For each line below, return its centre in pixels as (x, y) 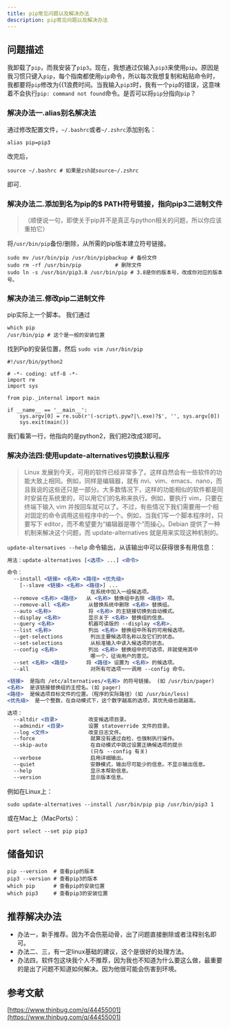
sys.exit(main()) (44, 423)
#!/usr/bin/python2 (35, 362)
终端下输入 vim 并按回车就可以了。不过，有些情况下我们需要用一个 (118, 506)
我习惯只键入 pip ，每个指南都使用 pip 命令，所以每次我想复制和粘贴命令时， (113, 76)
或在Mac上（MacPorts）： (44, 818)
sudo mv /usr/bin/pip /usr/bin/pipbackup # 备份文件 (82, 258)
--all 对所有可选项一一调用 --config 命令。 (101, 669)
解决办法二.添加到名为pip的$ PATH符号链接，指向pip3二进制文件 (115, 204)
